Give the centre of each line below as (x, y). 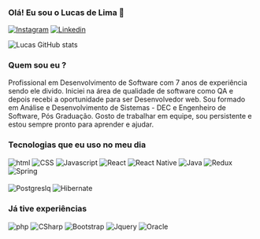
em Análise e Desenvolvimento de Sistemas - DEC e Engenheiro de (117, 107)
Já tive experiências (48, 209)
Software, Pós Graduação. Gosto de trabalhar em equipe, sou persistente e (130, 116)
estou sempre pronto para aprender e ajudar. (81, 124)
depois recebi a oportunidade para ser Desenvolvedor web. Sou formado (127, 99)
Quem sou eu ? (37, 65)
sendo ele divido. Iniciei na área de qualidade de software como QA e (121, 90)
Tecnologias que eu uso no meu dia (77, 145)
